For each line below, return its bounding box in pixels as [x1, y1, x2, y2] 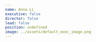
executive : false [5, 12, 41, 16]
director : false [5, 16, 38, 21]
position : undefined [5, 25, 48, 30]
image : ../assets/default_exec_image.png [5, 29, 92, 34]
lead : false [5, 20, 30, 26]
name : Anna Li [5, 7, 34, 12]
